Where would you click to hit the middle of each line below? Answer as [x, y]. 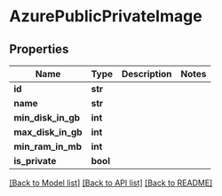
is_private [35, 161]
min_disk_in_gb [47, 118]
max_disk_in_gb [48, 132]
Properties [39, 49]
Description [147, 74]
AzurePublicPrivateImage [106, 16]
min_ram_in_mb [48, 146]
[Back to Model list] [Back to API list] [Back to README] [111, 183]
